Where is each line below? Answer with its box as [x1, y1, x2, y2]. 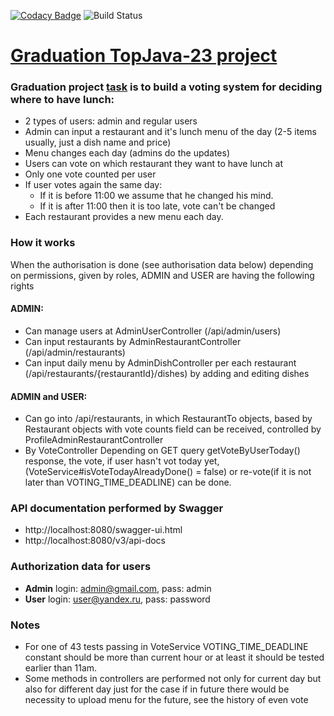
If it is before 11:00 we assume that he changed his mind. [39, 190, 274, 202]
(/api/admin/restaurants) [24, 346, 126, 358]
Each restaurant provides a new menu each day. [24, 211, 224, 223]
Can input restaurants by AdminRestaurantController [24, 335, 242, 347]
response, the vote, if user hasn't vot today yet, [24, 455, 220, 467]
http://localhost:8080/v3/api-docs [24, 535, 166, 547]
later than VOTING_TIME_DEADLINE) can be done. [24, 476, 232, 489]
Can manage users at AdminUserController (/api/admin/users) [24, 325, 282, 337]
